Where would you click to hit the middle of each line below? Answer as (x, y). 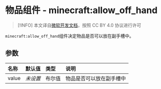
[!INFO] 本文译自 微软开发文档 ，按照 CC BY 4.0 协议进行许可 (79, 25)
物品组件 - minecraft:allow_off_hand (82, 10)
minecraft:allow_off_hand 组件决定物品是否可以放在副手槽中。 (69, 36)
